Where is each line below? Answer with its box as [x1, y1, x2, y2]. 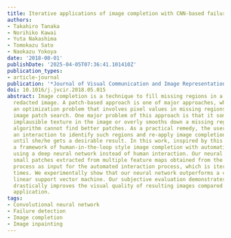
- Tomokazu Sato [7, 42, 54, 49]
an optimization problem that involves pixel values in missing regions [13, 106, 226, 112]
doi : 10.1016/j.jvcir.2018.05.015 [7, 86, 107, 93]
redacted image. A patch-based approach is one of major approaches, [13, 99, 217, 106]
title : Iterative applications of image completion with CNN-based [7, 10, 205, 17]
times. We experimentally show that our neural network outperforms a [13, 169, 220, 176]
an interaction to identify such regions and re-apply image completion [13, 131, 226, 138]
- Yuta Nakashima [7, 36, 57, 43]
